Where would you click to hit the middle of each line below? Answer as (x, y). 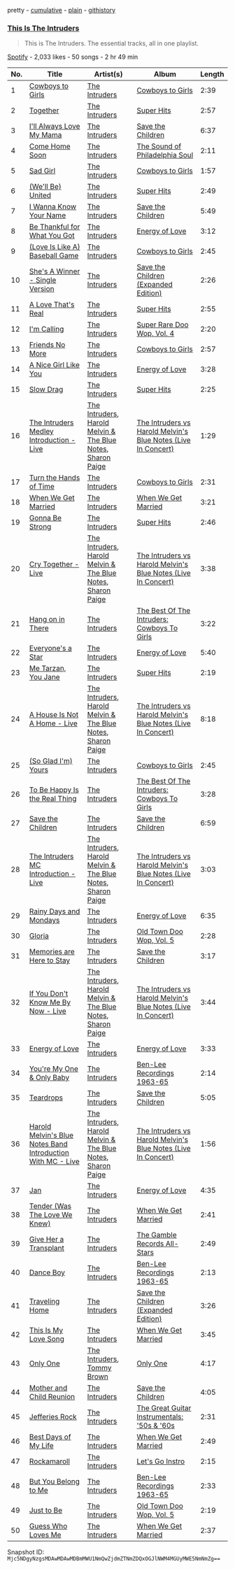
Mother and (48, 1388)
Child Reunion (52, 1397)
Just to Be (46, 1510)
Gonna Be (45, 518)
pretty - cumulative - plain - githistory (62, 10)
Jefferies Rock (53, 1417)
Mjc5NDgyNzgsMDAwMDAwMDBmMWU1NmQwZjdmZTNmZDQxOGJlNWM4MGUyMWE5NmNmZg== (114, 1559)
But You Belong (55, 1482)
